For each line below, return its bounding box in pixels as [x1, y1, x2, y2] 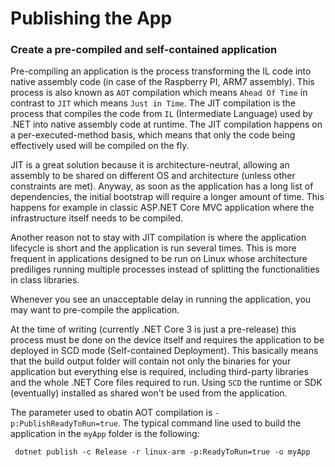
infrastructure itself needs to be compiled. [10, 212, 184, 224]
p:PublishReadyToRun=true [10, 419, 118, 429]
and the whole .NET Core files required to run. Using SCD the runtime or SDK [10, 377, 323, 389]
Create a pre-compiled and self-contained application [10, 43, 278, 57]
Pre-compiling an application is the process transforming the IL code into [10, 65, 312, 77]
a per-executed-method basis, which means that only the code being [10, 129, 296, 141]
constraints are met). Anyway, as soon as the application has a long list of [10, 180, 314, 192]
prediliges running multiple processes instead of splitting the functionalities [10, 263, 320, 276]
